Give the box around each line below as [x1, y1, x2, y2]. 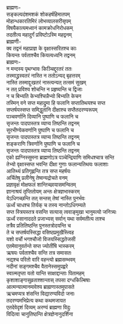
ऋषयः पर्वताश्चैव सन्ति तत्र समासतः [6, 250, 71, 256]
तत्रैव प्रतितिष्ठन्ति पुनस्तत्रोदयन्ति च [6, 222, 71, 229]
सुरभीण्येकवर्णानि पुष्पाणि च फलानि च [6, 127, 75, 134]
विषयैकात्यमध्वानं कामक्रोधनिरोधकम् [6, 24, 73, 31]
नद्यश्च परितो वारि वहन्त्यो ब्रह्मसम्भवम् [6, 256, 76, 263]
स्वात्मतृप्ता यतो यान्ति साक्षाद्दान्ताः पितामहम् [6, 269, 85, 277]
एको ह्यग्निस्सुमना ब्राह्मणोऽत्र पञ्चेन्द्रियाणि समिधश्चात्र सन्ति [6, 154, 115, 161]
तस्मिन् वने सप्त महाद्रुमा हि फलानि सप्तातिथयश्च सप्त [6, 99, 106, 107]
